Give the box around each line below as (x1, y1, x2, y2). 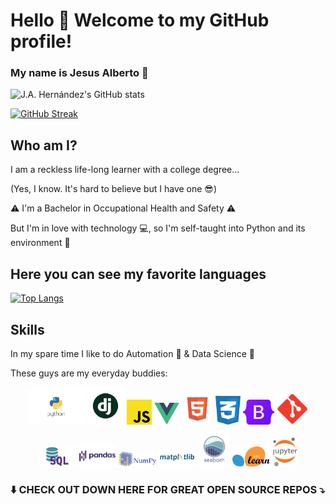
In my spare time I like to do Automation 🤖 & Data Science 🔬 (10, 347, 255, 359)
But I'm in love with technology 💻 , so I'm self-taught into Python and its (10, 222, 306, 234)
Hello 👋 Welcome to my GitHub (10, 9, 270, 32)
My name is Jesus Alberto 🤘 (10, 66, 149, 80)
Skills (10, 321, 45, 338)
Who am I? (10, 137, 78, 154)
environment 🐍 (10, 237, 71, 249)
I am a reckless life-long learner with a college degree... (10, 164, 240, 176)
